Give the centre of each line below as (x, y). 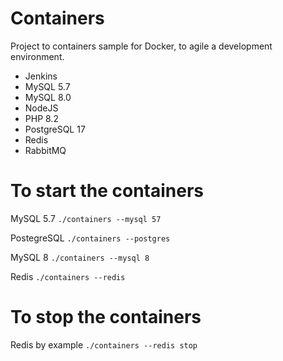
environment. (37, 56)
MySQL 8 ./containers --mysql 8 (80, 257)
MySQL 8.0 (48, 97)
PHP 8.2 (41, 118)
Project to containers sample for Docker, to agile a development (141, 46)
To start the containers (107, 191)
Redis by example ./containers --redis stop (104, 344)
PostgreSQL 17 (55, 129)
